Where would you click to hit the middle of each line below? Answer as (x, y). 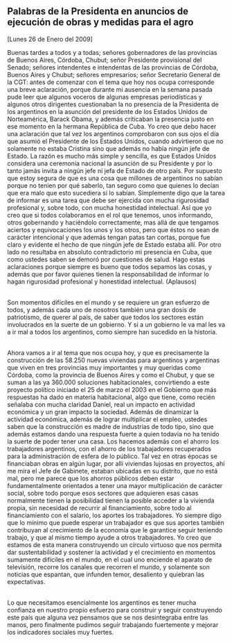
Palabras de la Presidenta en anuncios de (98, 11)
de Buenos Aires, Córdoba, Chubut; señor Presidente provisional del (105, 60)
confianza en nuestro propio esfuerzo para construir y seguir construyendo (115, 610)
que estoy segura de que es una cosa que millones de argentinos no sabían (115, 178)
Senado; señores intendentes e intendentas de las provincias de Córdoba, (113, 67)
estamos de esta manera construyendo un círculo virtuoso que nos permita (115, 544)
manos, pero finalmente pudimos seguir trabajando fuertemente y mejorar (113, 624)
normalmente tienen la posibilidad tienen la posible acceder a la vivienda (111, 500)
